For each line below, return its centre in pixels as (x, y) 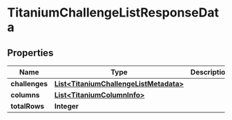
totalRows (28, 106)
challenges (29, 84)
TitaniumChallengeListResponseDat (113, 13)
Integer (67, 106)
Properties (30, 53)
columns (25, 95)
